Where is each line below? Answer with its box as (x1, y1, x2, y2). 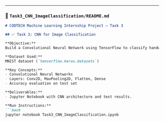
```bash (5, 107, 21, 112)
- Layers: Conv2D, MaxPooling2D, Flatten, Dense (5, 76, 106, 82)
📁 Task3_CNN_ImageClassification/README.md (5, 12, 110, 19)
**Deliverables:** (5, 90, 42, 95)
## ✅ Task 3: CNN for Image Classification (5, 32, 96, 37)
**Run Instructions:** (5, 103, 51, 108)
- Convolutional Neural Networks (5, 72, 73, 77)
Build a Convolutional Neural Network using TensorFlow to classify (5, 45, 147, 50)
